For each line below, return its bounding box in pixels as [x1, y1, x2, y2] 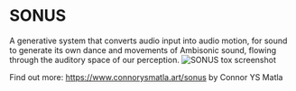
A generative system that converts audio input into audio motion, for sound [9, 35, 288, 46]
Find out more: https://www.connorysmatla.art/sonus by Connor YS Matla [9, 71, 283, 82]
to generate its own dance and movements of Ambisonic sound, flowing [9, 44, 277, 55]
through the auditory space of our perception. [9, 54, 180, 65]
